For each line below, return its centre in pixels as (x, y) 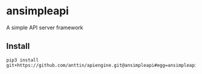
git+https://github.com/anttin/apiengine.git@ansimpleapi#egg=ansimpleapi (102, 65)
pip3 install (23, 60)
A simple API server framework (45, 27)
